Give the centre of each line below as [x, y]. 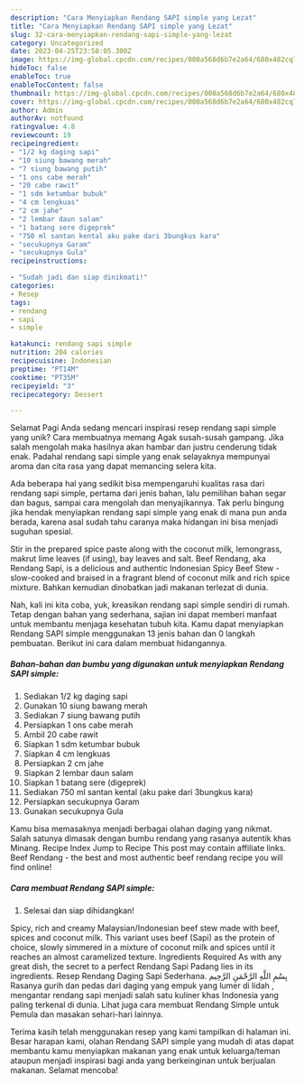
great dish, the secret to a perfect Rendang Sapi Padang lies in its [132, 967]
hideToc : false [39, 69]
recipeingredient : [45, 143]
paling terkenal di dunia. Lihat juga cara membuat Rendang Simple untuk [145, 1005]
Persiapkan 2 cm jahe [64, 764]
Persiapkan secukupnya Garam [81, 802]
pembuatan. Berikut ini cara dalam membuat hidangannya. [119, 643]
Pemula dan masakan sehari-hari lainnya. [87, 1014]
